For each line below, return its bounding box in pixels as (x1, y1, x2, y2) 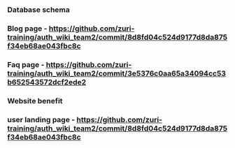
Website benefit (7, 96, 63, 105)
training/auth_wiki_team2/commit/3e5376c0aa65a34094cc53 (7, 68, 226, 78)
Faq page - (7, 59, 45, 69)
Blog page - (7, 23, 48, 33)
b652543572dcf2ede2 (7, 77, 87, 87)
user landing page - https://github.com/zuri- (7, 114, 163, 124)
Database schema (7, 5, 70, 15)
